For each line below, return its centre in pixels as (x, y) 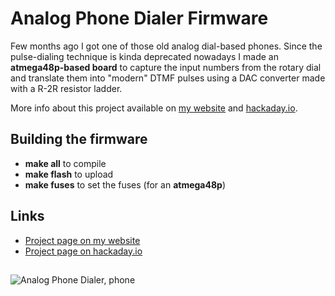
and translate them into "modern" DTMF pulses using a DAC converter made (168, 78)
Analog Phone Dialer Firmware (139, 18)
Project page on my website (82, 240)
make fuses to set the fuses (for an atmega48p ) (125, 184)
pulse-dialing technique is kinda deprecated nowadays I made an (144, 56)
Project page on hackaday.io (83, 251)
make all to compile (65, 163)
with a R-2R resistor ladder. (66, 88)
